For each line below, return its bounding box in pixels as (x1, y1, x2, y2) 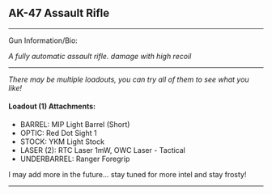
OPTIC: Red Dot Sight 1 (19, 129, 97, 138)
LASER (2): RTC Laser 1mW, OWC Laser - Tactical (19, 146, 186, 155)
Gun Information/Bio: (8, 36, 79, 45)
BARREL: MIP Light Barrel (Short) (19, 120, 130, 129)
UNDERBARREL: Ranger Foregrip (19, 154, 130, 164)
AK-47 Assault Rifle (8, 6, 110, 20)
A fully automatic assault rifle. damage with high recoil (8, 51, 192, 61)
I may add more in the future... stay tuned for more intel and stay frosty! (8, 170, 247, 180)
